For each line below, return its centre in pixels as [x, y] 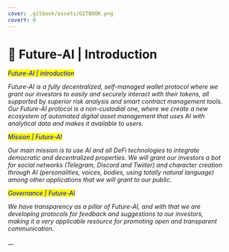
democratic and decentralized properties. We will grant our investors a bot [114, 158]
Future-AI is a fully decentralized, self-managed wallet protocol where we [113, 87]
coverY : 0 [22, 20]
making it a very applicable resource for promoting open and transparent [112, 222]
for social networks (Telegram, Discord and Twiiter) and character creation [115, 165]
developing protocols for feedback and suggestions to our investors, [106, 214]
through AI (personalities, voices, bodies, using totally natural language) [111, 172]
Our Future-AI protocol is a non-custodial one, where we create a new [108, 109]
